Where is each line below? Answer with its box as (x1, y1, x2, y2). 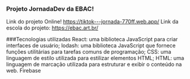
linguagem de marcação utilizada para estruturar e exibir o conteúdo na (6, 61, 182, 68)
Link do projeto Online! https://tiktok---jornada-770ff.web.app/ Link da (6, 18, 179, 25)
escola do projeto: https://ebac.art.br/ (6, 24, 99, 31)
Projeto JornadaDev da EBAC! (6, 5, 94, 13)
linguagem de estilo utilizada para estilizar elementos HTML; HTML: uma (6, 55, 185, 62)
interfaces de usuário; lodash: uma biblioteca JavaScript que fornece (6, 42, 176, 49)
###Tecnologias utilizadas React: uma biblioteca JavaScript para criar (6, 36, 178, 43)
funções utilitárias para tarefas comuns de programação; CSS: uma (6, 48, 172, 55)
